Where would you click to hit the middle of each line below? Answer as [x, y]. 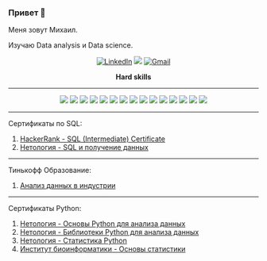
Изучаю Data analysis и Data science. [71, 45]
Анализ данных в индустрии [68, 186]
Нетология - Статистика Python [73, 240]
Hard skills [133, 77]
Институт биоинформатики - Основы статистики [103, 249]
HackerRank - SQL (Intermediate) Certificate [92, 139]
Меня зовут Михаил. [43, 30]
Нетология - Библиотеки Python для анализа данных [109, 232]
